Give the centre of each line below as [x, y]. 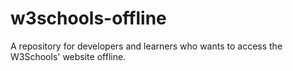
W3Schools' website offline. [68, 56]
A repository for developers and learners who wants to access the [146, 46]
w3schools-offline [88, 18]
